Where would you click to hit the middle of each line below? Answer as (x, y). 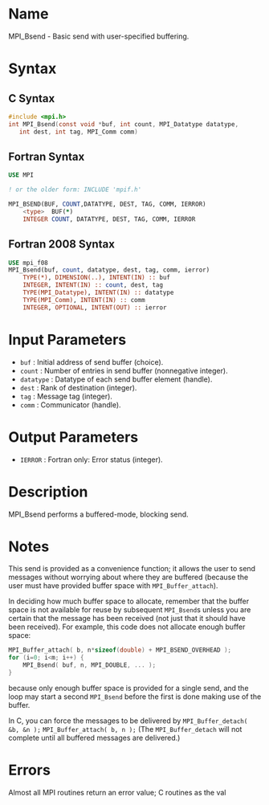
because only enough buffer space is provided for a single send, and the (128, 688)
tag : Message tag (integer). (66, 396)
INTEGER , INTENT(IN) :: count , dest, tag (93, 285)
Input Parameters (67, 339)
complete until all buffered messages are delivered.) (94, 738)
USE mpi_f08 (28, 263)
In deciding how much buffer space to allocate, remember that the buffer (129, 601)
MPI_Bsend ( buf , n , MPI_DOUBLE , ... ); (90, 665)
